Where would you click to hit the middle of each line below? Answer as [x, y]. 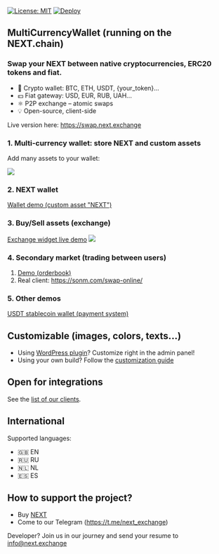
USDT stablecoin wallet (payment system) [68, 314]
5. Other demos [34, 298]
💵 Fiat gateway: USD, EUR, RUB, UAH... [74, 95]
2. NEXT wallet [33, 190]
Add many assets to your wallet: [54, 158]
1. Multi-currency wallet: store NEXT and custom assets [104, 143]
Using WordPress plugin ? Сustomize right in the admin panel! [106, 352]
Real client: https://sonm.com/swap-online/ [80, 280]
